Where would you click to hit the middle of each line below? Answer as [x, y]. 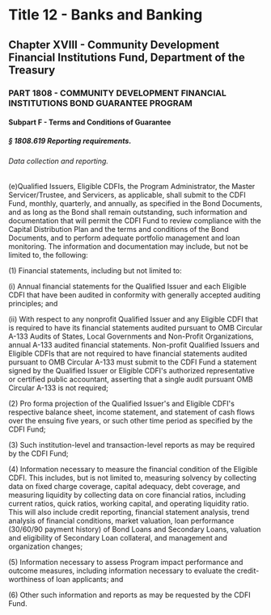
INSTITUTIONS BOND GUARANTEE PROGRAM [100, 103]
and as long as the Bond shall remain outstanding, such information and [128, 212]
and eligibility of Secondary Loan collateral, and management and [118, 537]
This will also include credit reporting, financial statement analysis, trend [129, 512]
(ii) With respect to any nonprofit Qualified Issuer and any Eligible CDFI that [133, 319]
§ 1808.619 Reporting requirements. [70, 141]
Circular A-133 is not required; [59, 388]
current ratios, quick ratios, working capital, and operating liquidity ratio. [129, 503]
